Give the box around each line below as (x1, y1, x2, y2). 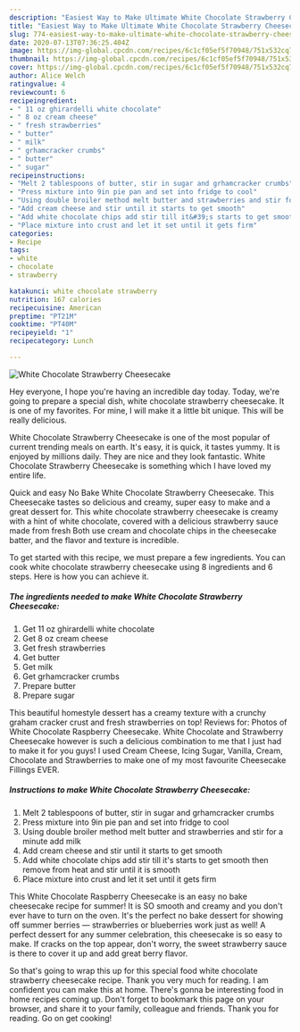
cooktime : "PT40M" (9, 320, 78, 329)
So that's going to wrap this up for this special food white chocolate (9, 965, 258, 976)
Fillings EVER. (9, 764, 60, 775)
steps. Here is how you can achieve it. (9, 571, 149, 582)
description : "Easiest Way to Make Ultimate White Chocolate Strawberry (9, 13, 286, 22)
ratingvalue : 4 (9, 80, 66, 88)
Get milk (21, 661, 54, 672)
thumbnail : (9, 55, 50, 63)
